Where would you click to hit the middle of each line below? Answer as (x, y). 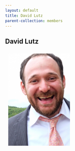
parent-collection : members (34, 21)
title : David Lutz (24, 15)
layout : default (22, 10)
